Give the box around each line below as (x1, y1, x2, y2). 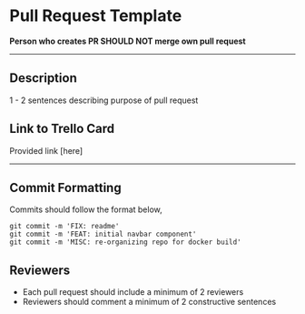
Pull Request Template (9, 5, 182, 26)
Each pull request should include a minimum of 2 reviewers (22, 287, 244, 298)
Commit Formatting (9, 179, 122, 196)
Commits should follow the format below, (9, 204, 163, 215)
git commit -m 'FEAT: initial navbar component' (9, 229, 197, 239)
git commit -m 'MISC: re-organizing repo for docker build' (9, 238, 242, 247)
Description (9, 70, 77, 86)
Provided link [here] (9, 145, 84, 156)
